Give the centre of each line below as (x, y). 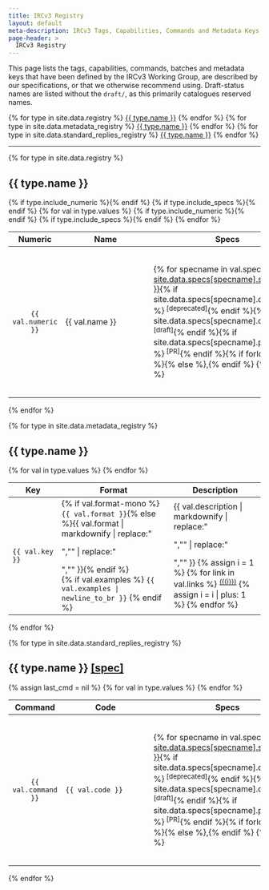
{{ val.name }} (91, 321)
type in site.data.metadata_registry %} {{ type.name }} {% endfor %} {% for (133, 127)
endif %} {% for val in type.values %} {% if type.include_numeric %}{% (126, 211)
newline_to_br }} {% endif (112, 598)
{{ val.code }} (94, 789)
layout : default (35, 23)
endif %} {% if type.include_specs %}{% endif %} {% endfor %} (114, 219)
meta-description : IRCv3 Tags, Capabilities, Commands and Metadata (125, 30)
